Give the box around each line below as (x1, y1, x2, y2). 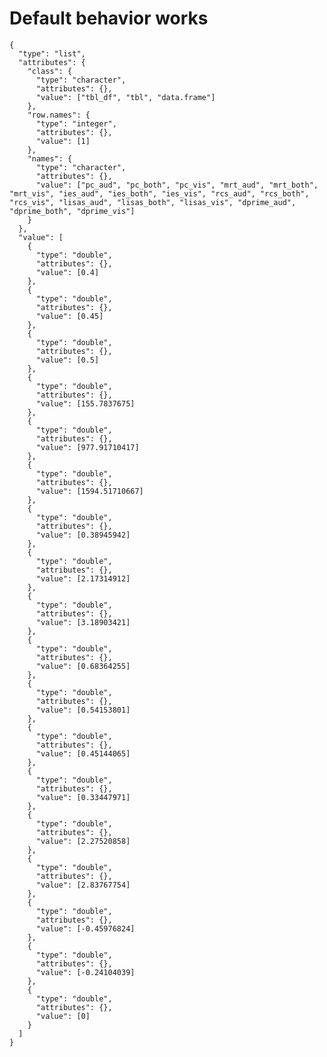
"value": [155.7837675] (35, 398, 136, 409)
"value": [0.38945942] (35, 530, 131, 540)
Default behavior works (9, 7, 209, 30)
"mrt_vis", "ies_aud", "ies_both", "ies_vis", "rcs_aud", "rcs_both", (9, 188, 310, 199)
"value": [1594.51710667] (35, 486, 144, 496)
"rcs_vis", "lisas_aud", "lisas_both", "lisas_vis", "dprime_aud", (9, 197, 297, 207)
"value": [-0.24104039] (35, 967, 136, 977)
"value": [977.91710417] (35, 442, 140, 452)
